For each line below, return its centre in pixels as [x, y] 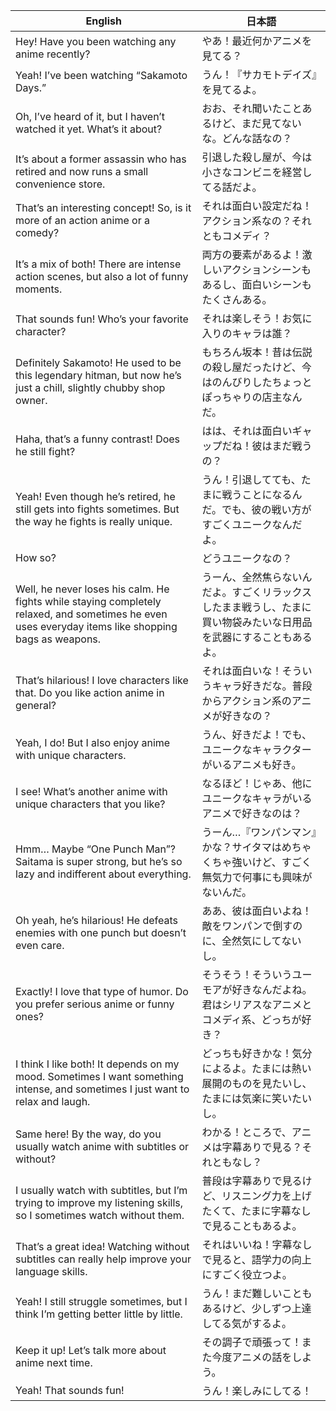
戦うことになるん [262, 494]
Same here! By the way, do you [88, 1134]
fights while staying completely [88, 601]
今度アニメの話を [252, 1357]
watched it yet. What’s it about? [89, 129]
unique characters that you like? [90, 804]
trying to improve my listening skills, [99, 1202]
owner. [31, 400]
